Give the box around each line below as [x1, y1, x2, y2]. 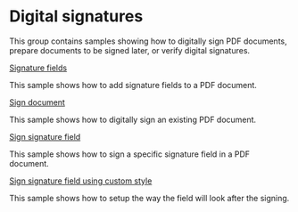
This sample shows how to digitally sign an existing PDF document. [9, 114, 257, 125]
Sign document [9, 96, 65, 108]
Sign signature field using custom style [9, 175, 153, 186]
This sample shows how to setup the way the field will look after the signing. [9, 192, 290, 203]
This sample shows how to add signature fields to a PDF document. [9, 79, 257, 90]
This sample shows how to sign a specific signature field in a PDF [9, 149, 251, 159]
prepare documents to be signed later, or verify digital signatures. [9, 45, 251, 55]
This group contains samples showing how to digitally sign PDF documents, [9, 36, 287, 46]
